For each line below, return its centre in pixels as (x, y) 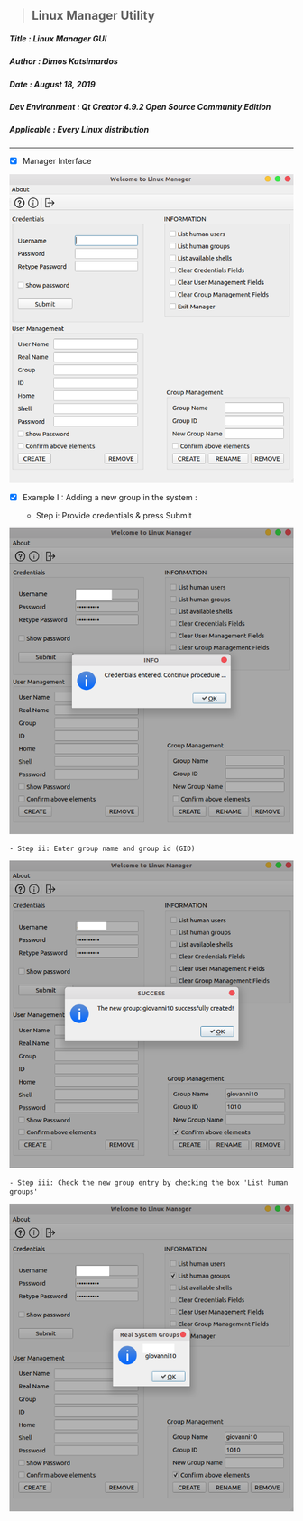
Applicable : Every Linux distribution (79, 130)
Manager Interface (57, 160)
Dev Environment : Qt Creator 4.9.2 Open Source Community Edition (140, 107)
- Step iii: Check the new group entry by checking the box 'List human (149, 1182)
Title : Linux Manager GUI (58, 38)
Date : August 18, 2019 (53, 84)
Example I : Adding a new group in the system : (110, 497)
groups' (24, 1191)
